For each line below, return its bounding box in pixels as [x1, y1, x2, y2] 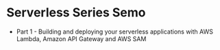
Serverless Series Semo [6, 5, 146, 21]
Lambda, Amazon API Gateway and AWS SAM [16, 34, 147, 42]
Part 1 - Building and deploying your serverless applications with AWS [16, 27, 214, 36]
